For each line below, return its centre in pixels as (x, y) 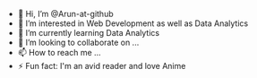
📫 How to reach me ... (59, 52)
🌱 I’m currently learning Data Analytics (88, 33)
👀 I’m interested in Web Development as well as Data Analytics (133, 23)
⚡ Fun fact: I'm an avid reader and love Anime (102, 66)
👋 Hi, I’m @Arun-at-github (65, 14)
